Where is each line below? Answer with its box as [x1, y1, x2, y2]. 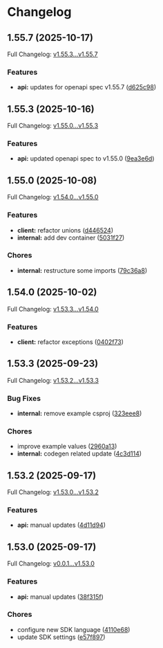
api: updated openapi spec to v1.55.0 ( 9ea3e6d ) [17, 154, 155, 163]
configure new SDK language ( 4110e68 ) [17, 625, 131, 633]
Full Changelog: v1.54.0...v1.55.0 [7, 193, 99, 201]
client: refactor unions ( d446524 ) [17, 226, 114, 234]
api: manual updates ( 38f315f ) [17, 593, 104, 601]
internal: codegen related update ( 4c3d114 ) [17, 449, 142, 458]
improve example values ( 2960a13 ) [17, 442, 117, 451]
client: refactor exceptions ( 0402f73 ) [17, 337, 124, 346]
